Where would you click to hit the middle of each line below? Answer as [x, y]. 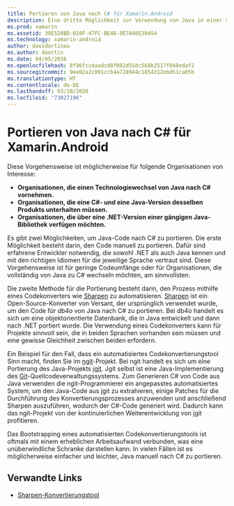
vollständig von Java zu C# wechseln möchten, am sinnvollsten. [99, 275]
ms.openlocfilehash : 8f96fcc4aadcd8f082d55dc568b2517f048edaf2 [101, 66]
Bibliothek [32, 224]
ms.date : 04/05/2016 [37, 59]
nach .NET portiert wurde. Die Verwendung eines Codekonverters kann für [114, 325]
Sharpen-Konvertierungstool [58, 495]
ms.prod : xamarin [32, 26]
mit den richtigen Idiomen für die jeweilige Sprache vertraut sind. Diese [109, 260]
